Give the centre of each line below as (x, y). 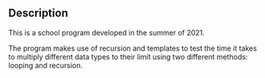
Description (38, 13)
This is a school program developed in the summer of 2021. (106, 32)
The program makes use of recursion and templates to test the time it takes (132, 48)
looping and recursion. (45, 65)
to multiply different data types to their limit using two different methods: (128, 56)
